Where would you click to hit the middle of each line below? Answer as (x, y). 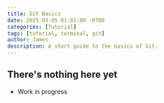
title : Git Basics (34, 14)
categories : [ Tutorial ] (42, 27)
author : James (28, 40)
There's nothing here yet (62, 75)
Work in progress (42, 91)
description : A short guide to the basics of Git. (83, 46)
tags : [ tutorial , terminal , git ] (56, 33)
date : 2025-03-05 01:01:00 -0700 (56, 20)
